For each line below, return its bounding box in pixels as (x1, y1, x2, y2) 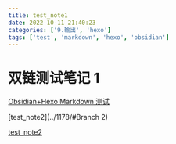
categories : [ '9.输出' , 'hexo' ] (8, 26, 111, 34)
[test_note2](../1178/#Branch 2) (8, 113, 108, 122)
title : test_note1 (8, 11, 68, 20)
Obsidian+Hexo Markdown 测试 (8, 97, 110, 106)
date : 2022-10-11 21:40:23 (8, 19, 96, 27)
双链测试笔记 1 (8, 70, 100, 87)
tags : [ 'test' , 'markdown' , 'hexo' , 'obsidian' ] (8, 33, 170, 41)
